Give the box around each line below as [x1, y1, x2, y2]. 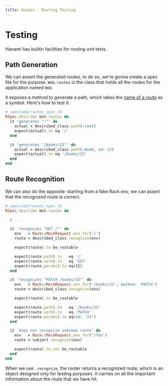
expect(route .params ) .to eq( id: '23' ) [14, 314, 96, 319]
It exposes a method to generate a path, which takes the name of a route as [5, 94, 163, 101]
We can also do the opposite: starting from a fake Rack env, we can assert [5, 188, 160, 195]
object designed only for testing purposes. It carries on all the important [5, 370, 155, 376]
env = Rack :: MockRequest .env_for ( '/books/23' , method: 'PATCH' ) [14, 282, 157, 287]
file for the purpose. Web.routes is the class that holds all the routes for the [5, 79, 160, 85]
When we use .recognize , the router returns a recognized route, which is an [5, 365, 163, 371]
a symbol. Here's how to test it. [5, 100, 70, 106]
